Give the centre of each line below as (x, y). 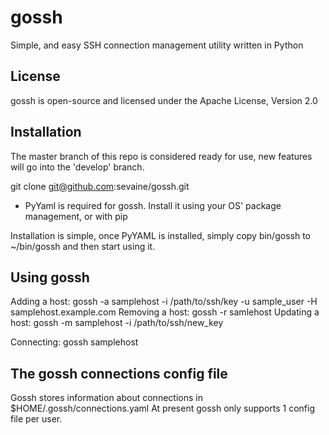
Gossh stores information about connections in (106, 398)
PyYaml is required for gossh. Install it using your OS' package (153, 205)
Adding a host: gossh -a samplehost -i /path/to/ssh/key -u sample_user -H (164, 302)
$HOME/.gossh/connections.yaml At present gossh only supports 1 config (163, 408)
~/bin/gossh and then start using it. (83, 246)
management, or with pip (76, 216)
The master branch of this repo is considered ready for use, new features (161, 156)
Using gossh (50, 277)
